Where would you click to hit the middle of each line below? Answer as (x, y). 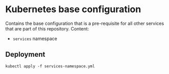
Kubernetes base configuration (73, 9)
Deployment (25, 54)
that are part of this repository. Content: (47, 28)
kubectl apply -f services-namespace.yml (50, 66)
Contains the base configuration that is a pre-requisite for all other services (85, 23)
